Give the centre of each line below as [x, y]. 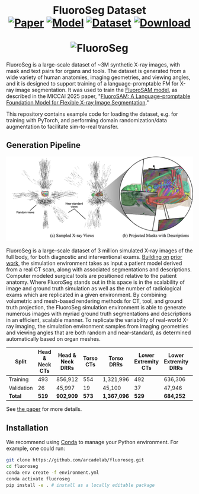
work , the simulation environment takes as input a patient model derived [94, 263]
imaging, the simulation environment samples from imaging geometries [102, 326]
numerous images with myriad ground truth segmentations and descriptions [99, 313]
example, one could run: [36, 448]
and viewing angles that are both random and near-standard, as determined [99, 332]
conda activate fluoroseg [38, 479]
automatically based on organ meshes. [53, 338]
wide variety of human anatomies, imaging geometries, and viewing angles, [98, 77]
